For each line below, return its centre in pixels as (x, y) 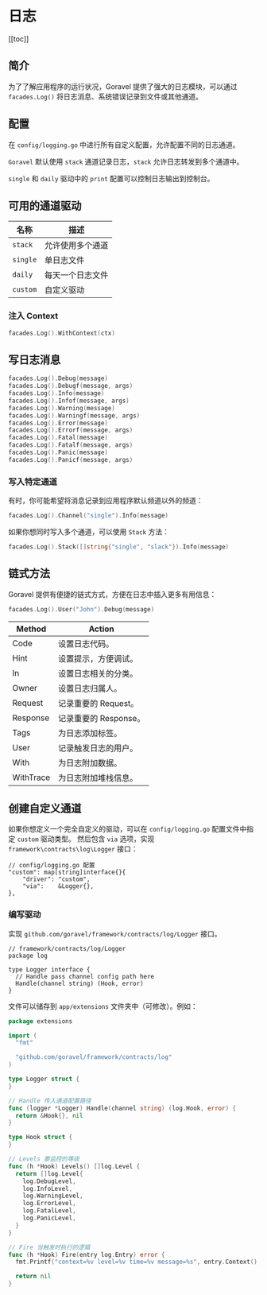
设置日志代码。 (86, 643)
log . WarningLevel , (53, 1196)
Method (31, 629)
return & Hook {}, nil (49, 1115)
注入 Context (33, 316)
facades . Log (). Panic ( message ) (58, 453)
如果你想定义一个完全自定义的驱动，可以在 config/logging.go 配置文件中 (128, 829)
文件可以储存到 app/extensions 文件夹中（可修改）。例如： (103, 1006)
